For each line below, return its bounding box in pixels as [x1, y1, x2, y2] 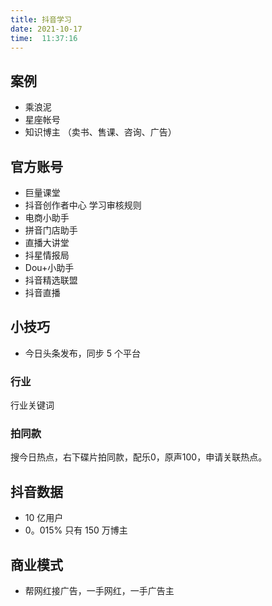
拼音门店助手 [24, 224, 78, 236]
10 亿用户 [24, 512, 64, 524]
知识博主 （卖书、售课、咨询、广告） [24, 126, 177, 138]
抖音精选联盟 [24, 274, 78, 286]
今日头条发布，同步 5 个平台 [24, 347, 141, 359]
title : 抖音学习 [10, 14, 72, 25]
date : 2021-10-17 [10, 24, 83, 34]
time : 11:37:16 [10, 33, 78, 43]
